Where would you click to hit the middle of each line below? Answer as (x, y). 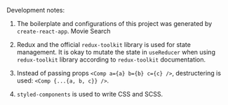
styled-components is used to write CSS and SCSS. (90, 94)
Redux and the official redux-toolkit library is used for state (103, 44)
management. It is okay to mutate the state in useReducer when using (116, 52)
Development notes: (36, 10)
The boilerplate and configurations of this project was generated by (114, 23)
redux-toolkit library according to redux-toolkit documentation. (111, 59)
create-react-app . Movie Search (63, 31)
